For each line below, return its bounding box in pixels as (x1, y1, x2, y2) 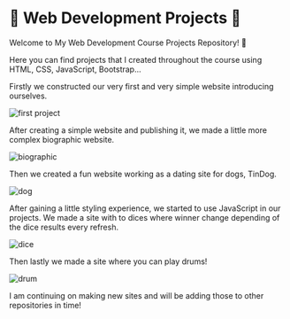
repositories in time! (9, 300, 82, 310)
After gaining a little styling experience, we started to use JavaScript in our (9, 203, 281, 214)
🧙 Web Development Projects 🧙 (9, 8, 241, 28)
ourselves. (9, 90, 48, 101)
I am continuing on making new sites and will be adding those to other (9, 290, 264, 300)
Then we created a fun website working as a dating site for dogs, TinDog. (9, 168, 277, 179)
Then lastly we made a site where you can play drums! (9, 256, 208, 267)
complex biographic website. (9, 134, 115, 144)
